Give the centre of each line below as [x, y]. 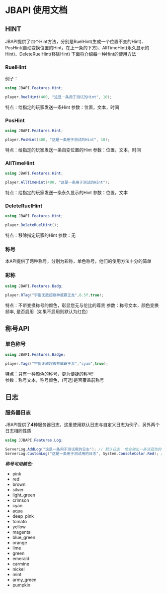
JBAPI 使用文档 [37, 10]
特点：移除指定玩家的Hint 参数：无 [41, 235]
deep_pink [23, 516]
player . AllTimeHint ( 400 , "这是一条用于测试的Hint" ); [58, 182]
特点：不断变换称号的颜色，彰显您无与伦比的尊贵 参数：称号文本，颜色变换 [82, 305]
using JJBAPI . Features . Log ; [34, 440]
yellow [19, 527]
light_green [24, 495]
